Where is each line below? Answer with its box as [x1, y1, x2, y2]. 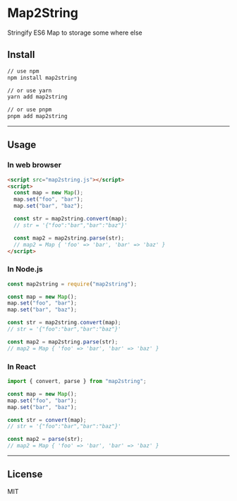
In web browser [7, 160, 62, 170]
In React [7, 362, 37, 372]
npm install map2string [7, 74, 78, 81]
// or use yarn [7, 87, 52, 94]
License [7, 468, 43, 481]
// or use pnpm [7, 106, 52, 114]
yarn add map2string [7, 93, 68, 100]
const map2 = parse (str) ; [7, 436, 83, 443]
